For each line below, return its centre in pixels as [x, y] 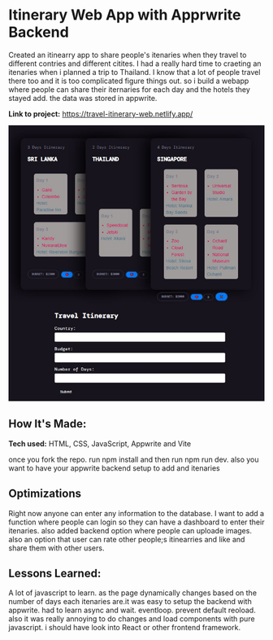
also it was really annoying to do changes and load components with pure [132, 619]
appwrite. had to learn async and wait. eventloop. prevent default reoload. [132, 610]
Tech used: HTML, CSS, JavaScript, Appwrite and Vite [100, 443]
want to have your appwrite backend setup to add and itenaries [115, 468]
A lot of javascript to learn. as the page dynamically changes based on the [133, 593]
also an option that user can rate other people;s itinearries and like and [127, 539]
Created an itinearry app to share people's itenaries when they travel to [128, 55]
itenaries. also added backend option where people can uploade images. [130, 530]
